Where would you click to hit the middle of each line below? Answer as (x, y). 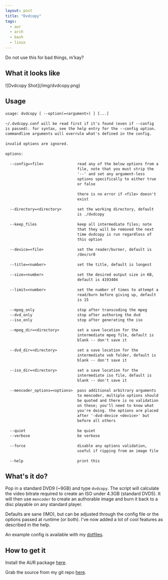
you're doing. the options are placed (118, 410)
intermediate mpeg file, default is (116, 335)
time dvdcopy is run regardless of (114, 234)
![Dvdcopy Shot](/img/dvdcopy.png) (43, 85)
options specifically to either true (117, 179)
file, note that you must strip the (116, 169)
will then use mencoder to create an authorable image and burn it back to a (82, 499)
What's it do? (26, 476)
